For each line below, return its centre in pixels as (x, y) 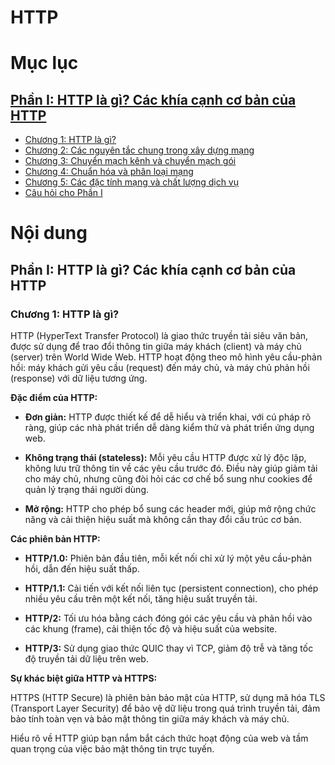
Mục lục (44, 63)
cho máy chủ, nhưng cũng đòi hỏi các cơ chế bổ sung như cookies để (168, 479)
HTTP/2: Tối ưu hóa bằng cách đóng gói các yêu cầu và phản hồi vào (168, 618)
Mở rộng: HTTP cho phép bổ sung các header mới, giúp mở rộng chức (170, 509)
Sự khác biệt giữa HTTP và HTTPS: (84, 678)
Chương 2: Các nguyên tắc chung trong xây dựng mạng (139, 150)
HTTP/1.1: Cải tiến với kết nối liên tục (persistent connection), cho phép (171, 588)
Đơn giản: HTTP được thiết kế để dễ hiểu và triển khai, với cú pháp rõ (168, 417)
